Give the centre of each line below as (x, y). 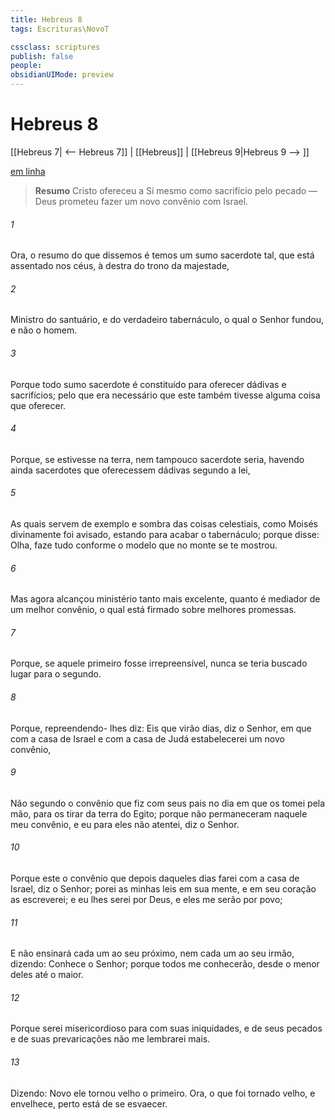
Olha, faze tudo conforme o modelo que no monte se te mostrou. (144, 545)
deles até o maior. (47, 975)
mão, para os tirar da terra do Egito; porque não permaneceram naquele (159, 813)
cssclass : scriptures (55, 47)
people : (26, 66)
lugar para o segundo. (56, 674)
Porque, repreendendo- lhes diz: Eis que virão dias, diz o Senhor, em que (161, 728)
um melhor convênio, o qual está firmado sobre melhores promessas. (153, 610)
